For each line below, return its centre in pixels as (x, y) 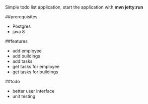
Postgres (22, 26)
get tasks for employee (36, 67)
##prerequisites (21, 17)
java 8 (19, 31)
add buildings (26, 56)
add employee (27, 51)
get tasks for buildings (35, 72)
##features (17, 41)
